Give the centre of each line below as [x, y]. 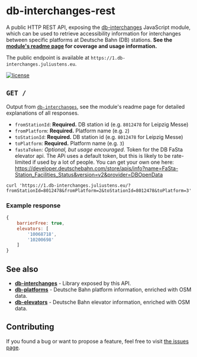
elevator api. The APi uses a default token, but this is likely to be [93, 155]
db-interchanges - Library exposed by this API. [73, 283]
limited [23, 162]
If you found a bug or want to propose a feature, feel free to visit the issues [98, 341]
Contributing [30, 327]
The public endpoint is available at [48, 57]
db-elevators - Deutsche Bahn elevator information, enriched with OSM [102, 302]
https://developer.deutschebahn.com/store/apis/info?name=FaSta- [96, 168]
